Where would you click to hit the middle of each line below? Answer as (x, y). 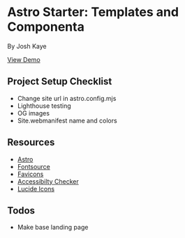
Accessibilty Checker (48, 181)
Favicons (30, 174)
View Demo (24, 59)
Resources (31, 142)
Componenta (46, 27)
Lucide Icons (36, 189)
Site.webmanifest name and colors (67, 120)
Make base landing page (53, 228)
